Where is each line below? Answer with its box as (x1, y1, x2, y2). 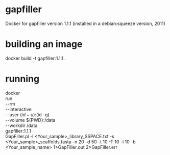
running (5, 73, 40, 85)
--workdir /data (5, 122, 38, 128)
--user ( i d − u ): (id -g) (5, 111, 50, 118)
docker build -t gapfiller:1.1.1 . (5, 55, 66, 61)
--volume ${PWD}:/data (5, 117, 56, 123)
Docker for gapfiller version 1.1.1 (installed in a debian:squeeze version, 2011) (5, 20, 166, 27)
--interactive (5, 106, 32, 112)
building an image (5, 38, 83, 50)
